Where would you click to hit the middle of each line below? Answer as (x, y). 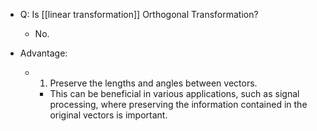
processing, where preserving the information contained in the (178, 104)
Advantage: (43, 53)
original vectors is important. (108, 115)
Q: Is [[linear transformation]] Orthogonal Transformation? (139, 14)
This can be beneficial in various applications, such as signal (174, 93)
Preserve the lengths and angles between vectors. (153, 83)
